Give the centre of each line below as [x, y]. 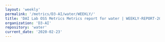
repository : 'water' [26, 28]
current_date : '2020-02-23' [34, 32]
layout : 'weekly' [23, 9]
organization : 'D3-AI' [28, 23]
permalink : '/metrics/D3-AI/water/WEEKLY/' [50, 14]
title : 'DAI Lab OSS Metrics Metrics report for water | [65, 18]
